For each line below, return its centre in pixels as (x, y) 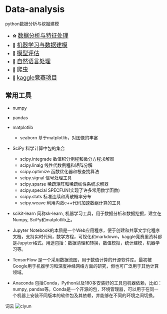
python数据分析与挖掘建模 (32, 24)
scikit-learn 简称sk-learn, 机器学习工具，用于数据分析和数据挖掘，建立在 (87, 213)
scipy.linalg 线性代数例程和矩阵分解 (56, 165)
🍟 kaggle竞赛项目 (35, 77)
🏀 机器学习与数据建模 (40, 45)
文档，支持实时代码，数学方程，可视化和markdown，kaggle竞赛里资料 (85, 236)
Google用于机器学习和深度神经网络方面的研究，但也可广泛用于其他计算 (85, 266)
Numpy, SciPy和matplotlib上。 (43, 219)
